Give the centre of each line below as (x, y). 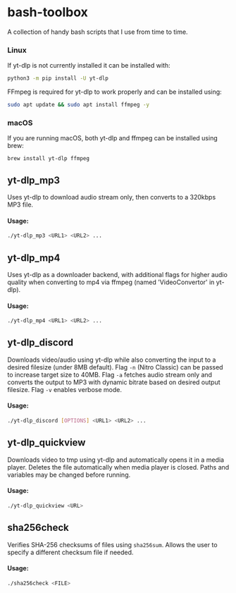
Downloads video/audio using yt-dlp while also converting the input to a (112, 360)
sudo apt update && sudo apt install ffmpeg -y (79, 105)
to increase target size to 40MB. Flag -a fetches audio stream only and (110, 374)
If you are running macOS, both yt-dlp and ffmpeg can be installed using (112, 138)
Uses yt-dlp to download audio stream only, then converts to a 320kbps (112, 197)
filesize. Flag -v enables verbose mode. (64, 389)
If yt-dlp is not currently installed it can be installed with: (89, 66)
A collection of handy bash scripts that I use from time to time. (98, 32)
